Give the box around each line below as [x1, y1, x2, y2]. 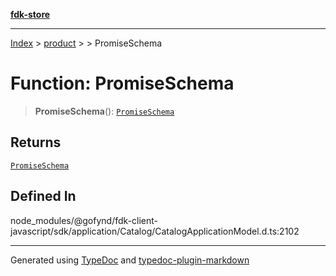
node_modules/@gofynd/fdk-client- [10, 214, 158, 226]
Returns [10, 134, 62, 151]
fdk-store [10, 9, 51, 20]
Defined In [10, 188, 77, 205]
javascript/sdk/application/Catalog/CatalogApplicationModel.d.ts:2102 [10, 225, 300, 237]
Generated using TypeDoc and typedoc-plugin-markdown [10, 254, 250, 266]
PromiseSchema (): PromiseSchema [34, 105, 175, 117]
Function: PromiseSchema [10, 72, 235, 95]
